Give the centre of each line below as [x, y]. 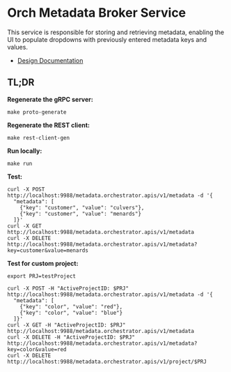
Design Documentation [50, 60]
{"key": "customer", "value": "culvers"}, [82, 207]
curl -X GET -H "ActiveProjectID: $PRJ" [67, 325]
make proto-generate [37, 112]
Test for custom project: [43, 263]
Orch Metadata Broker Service [97, 13]
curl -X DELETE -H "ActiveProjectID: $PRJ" [71, 337]
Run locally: [25, 151]
